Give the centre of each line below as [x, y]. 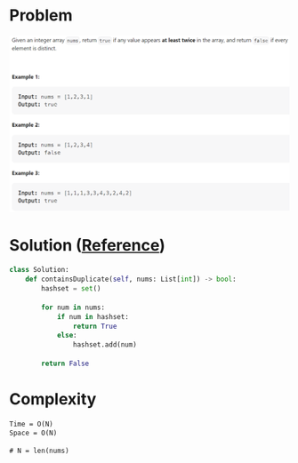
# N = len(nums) [39, 451]
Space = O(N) [33, 433]
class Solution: [39, 270]
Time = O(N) [31, 424]
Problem [41, 16]
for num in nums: [73, 307]
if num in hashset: [93, 316]
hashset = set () [71, 289]
